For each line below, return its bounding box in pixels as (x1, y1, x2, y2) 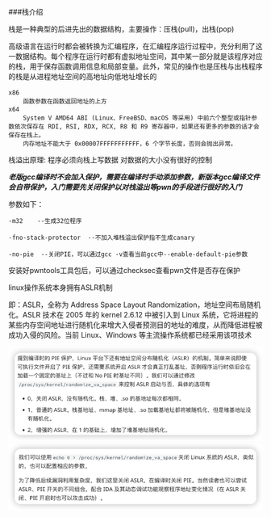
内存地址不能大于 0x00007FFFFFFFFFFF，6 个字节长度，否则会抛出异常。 (23, 140, 237, 148)
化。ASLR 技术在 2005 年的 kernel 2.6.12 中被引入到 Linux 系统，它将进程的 (8, 310, 259, 319)
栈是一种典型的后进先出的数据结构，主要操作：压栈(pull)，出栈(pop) (8, 24, 235, 34)
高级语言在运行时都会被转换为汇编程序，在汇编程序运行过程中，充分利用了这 (8, 41, 263, 51)
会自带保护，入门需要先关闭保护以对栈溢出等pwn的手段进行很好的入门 (8, 183, 243, 191)
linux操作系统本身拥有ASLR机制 (8, 283, 113, 292)
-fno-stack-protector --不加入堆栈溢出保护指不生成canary (8, 233, 195, 242)
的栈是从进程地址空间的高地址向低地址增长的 (8, 72, 157, 81)
